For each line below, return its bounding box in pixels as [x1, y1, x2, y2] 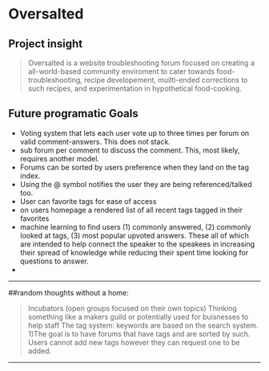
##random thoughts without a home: [8, 287, 130, 297]
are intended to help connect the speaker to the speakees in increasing [19, 238, 255, 249]
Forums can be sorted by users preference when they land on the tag [19, 162, 250, 172]
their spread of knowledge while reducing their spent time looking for [19, 247, 249, 257]
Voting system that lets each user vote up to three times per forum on [19, 128, 250, 137]
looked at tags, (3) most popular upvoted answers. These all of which [19, 230, 250, 240]
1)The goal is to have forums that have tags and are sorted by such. [27, 328, 251, 338]
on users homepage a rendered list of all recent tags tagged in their [19, 205, 243, 214]
